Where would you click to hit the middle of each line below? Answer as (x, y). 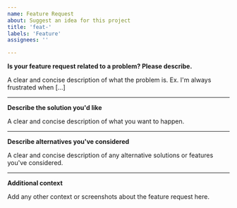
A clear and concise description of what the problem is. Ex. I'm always (109, 80)
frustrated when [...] (36, 87)
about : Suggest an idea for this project (69, 20)
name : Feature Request (41, 14)
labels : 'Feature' (34, 33)
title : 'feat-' (30, 27)
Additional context (35, 183)
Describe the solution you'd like (55, 108)
